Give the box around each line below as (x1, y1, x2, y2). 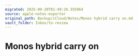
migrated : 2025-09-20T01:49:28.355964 (5, 7, 83, 12)
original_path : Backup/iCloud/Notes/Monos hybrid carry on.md (5, 16, 133, 21)
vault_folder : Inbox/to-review (5, 20, 68, 25)
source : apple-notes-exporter (5, 11, 66, 16)
